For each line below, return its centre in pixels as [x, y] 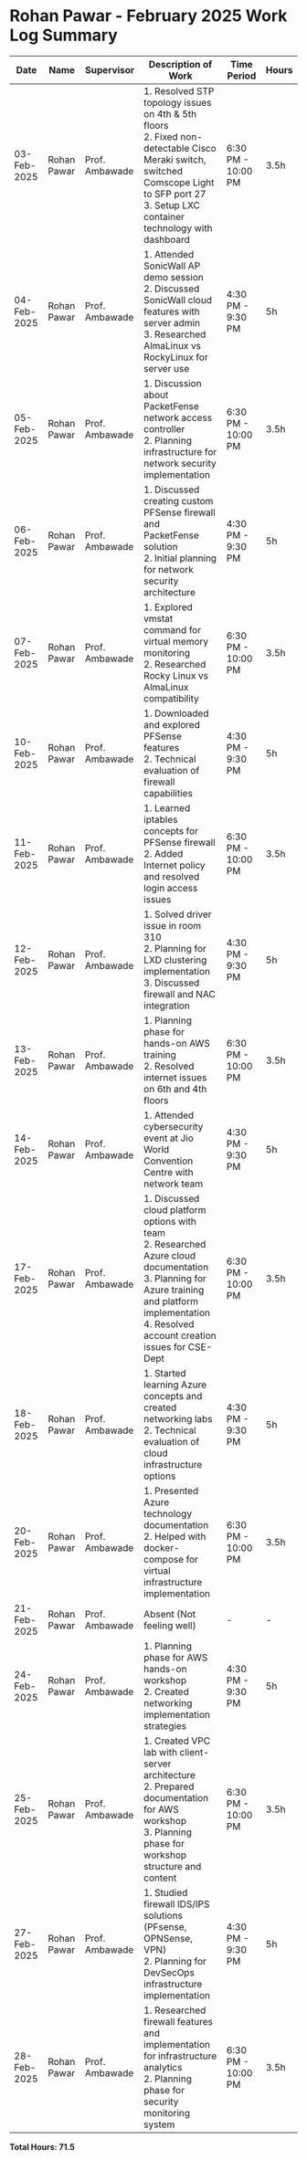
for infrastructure [180, 2056]
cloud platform [175, 1209]
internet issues [175, 1077]
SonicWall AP [172, 266]
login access [170, 888]
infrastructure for [180, 451]
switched [163, 171]
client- [195, 1752]
